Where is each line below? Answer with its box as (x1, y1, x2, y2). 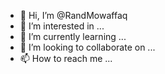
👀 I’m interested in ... (19, 20, 105, 32)
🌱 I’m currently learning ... (19, 31, 127, 42)
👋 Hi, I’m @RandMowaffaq (19, 10, 128, 21)
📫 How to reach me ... (19, 53, 113, 64)
